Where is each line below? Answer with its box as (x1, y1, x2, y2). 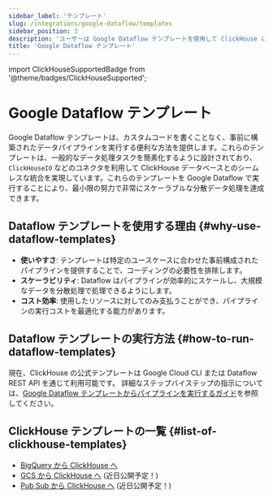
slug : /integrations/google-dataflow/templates (8, 19, 173, 28)
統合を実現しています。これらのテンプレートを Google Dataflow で (29, 173, 253, 183)
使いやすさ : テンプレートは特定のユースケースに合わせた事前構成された (19, 255, 258, 265)
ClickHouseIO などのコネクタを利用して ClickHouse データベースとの (8, 163, 238, 173)
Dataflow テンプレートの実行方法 (8, 332, 175, 346)
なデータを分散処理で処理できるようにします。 (19, 285, 177, 295)
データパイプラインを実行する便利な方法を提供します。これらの (36, 143, 250, 153)
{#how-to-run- (177, 332, 254, 346)
